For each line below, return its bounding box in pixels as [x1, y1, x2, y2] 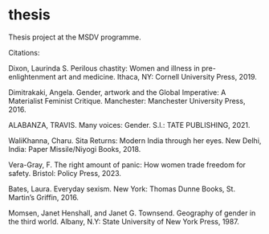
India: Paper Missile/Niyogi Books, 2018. [8, 144, 141, 154]
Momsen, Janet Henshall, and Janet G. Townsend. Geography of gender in [8, 207, 256, 218]
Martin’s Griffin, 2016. [8, 192, 79, 202]
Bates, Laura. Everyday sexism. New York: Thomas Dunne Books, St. [8, 183, 235, 194]
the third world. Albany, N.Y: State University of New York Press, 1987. [8, 216, 239, 226]
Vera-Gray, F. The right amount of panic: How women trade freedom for [8, 159, 247, 170]
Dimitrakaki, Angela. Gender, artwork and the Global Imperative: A [8, 87, 226, 97]
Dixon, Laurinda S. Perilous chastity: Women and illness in [8, 63, 201, 73]
